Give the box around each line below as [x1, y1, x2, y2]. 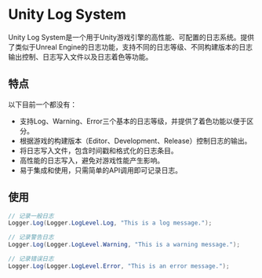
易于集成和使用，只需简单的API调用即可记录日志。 [19, 165, 183, 174]
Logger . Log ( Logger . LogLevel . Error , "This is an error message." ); [8, 262, 230, 270]
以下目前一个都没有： [8, 100, 77, 109]
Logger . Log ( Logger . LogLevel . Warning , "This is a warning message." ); [8, 241, 241, 249]
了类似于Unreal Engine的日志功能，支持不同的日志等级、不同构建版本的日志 [8, 42, 253, 52]
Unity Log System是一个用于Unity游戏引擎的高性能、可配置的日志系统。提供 [8, 32, 255, 42]
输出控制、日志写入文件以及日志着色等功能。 [8, 52, 153, 61]
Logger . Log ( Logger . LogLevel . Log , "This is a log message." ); [8, 219, 213, 227]
